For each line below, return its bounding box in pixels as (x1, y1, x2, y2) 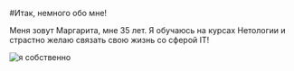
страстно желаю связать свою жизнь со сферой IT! (9, 35, 210, 45)
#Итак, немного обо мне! (9, 8, 107, 18)
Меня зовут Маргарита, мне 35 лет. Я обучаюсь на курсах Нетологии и (9, 25, 287, 35)
